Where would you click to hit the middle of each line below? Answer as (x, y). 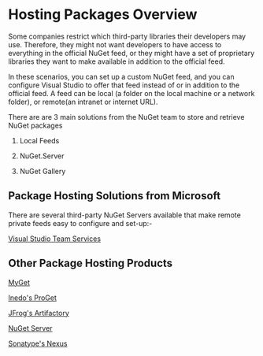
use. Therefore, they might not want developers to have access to (115, 44)
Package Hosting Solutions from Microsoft (115, 196)
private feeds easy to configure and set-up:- (80, 223)
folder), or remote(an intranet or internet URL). (83, 102)
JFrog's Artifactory (39, 313)
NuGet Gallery (43, 171)
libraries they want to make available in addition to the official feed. (117, 61)
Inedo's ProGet (33, 298)
